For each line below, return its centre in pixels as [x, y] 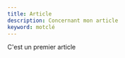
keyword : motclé [31, 27]
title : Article [30, 14]
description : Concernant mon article [63, 21]
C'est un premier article [42, 47]
